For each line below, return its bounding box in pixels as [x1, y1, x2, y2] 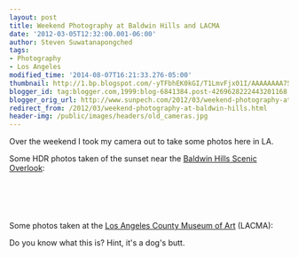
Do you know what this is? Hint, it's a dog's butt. [9, 238, 185, 248]
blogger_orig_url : [9, 95, 77, 105]
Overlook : [9, 163, 45, 174]
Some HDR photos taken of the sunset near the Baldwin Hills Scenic [9, 153, 257, 164]
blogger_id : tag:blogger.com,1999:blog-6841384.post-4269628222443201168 [9, 87, 288, 96]
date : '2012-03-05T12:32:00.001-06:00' [9, 29, 157, 38]
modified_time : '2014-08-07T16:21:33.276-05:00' [9, 71, 192, 80]
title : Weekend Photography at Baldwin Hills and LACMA [9, 21, 220, 30]
